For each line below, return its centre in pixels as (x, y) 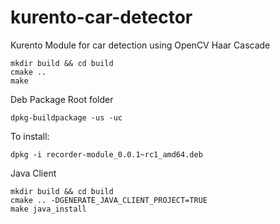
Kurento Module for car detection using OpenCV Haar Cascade (140, 45)
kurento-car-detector (101, 17)
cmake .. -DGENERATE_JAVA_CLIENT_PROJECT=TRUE (109, 200)
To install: (30, 136)
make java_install (48, 209)
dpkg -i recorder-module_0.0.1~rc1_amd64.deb (106, 154)
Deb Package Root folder (62, 99)
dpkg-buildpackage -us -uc (66, 117)
